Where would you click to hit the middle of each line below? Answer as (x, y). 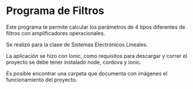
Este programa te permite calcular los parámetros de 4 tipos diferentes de (96, 27)
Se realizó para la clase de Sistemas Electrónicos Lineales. (77, 44)
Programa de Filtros (55, 11)
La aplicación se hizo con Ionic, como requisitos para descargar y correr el (96, 56)
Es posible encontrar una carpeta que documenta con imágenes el (87, 73)
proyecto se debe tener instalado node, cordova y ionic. (74, 62)
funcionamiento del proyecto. (42, 80)
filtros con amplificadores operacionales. (56, 33)
